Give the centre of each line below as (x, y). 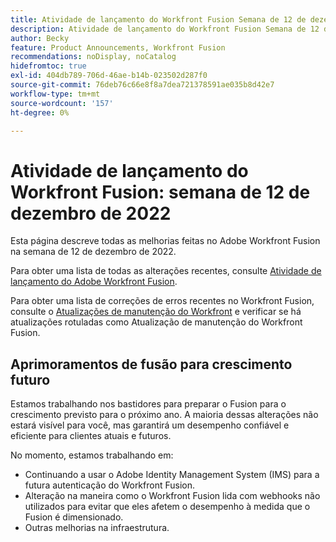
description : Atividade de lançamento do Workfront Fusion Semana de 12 (165, 29)
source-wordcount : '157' (62, 103)
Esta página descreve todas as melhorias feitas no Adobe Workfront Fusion (165, 241)
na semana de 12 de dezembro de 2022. (93, 252)
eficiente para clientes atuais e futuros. (91, 436)
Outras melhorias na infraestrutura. (97, 528)
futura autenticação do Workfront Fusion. (110, 485)
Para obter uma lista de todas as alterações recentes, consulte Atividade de (166, 271)
